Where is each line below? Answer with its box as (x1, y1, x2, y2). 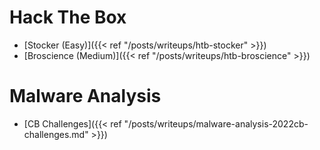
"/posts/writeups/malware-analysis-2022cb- (123, 117, 309, 130)
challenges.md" (23, 128, 89, 140)
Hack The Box (9, 6, 127, 29)
